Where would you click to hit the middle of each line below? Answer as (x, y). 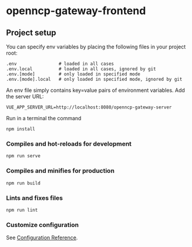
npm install (21, 129)
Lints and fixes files (35, 197)
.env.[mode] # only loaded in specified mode (73, 74)
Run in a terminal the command (44, 118)
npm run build (23, 183)
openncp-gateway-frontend (76, 11)
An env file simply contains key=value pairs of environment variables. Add (95, 90)
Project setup (31, 33)
